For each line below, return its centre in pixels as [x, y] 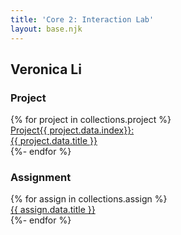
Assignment [41, 178]
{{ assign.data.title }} [53, 210]
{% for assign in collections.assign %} [89, 199]
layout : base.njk [46, 29]
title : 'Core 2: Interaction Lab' [82, 19]
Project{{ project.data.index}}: [72, 130]
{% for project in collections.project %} [91, 120]
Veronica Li [46, 69]
